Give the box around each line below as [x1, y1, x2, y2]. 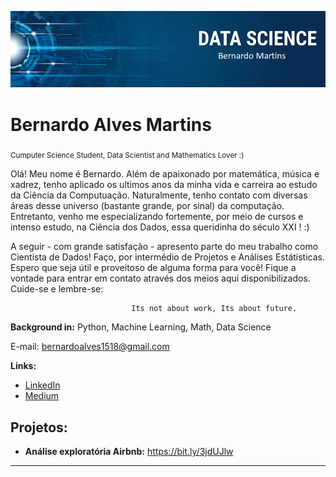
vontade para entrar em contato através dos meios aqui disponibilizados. [10, 272, 311, 285]
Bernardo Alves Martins [10, 113, 212, 136]
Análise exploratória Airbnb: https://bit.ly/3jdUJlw [24, 446, 234, 458]
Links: [10, 360, 37, 372]
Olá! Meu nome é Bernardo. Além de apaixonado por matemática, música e [10, 168, 320, 180]
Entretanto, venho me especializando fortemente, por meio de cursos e [10, 211, 304, 223]
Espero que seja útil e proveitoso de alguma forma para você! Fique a [10, 262, 297, 274]
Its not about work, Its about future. [131, 304, 298, 314]
